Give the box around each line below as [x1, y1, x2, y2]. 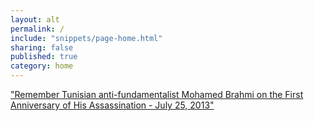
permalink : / [10, 24, 65, 34]
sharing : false [10, 42, 74, 53]
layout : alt [10, 14, 60, 25]
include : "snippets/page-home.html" [10, 33, 163, 43]
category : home [10, 61, 74, 71]
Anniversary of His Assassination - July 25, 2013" [10, 99, 215, 111]
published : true [10, 52, 78, 62]
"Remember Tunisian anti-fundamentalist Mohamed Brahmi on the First [10, 89, 304, 100]
